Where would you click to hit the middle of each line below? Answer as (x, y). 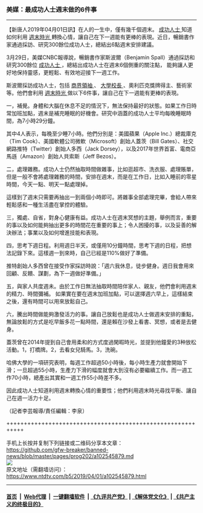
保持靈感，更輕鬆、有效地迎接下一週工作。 (69, 73)
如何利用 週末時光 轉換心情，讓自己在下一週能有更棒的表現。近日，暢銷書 (98, 37)
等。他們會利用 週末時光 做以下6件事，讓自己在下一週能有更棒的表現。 (94, 93)
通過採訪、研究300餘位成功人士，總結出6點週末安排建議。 (84, 45)
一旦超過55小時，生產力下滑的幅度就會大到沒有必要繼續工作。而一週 (102, 370)
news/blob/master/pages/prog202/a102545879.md (70, 456)
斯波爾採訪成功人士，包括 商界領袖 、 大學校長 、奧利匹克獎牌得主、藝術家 (99, 85)
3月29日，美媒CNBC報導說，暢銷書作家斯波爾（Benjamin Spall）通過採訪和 (101, 57)
